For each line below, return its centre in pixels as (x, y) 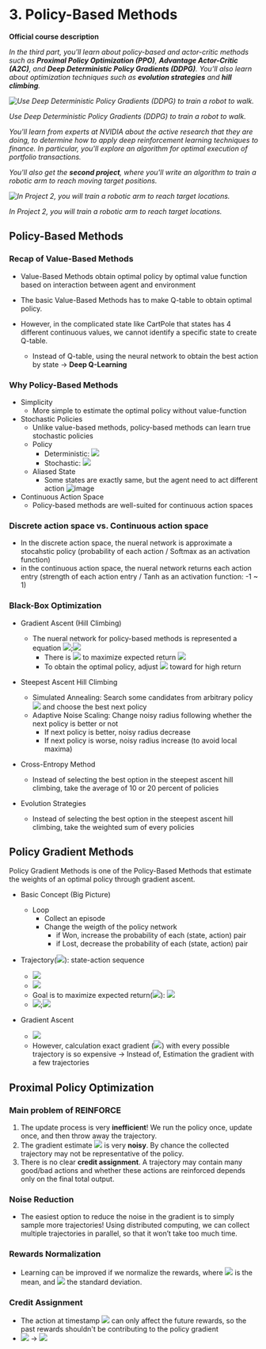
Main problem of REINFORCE (65, 1110)
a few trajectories (61, 1063)
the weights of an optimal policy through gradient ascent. (102, 879)
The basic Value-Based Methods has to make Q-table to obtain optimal (136, 300)
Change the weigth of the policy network (110, 927)
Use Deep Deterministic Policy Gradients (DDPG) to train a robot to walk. (127, 116)
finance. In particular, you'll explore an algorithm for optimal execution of (128, 148)
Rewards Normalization (55, 1254)
